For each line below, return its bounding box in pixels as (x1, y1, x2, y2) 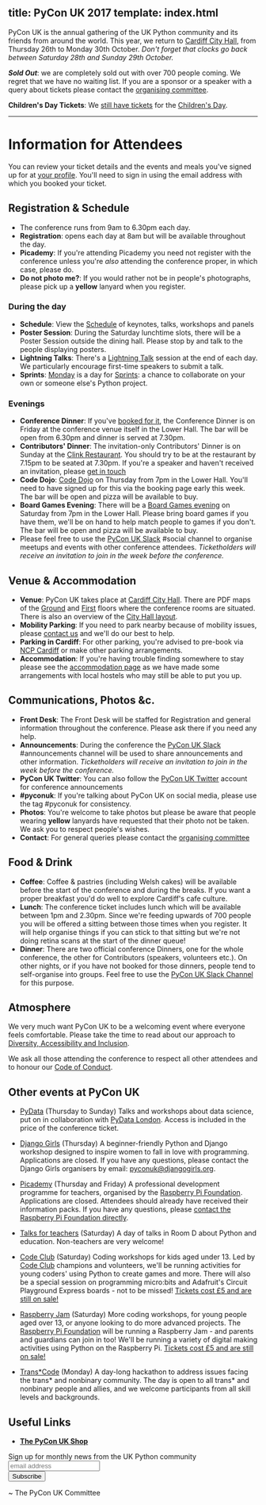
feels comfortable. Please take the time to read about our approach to (8, 1030, 236, 1040)
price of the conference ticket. (19, 1124, 120, 1133)
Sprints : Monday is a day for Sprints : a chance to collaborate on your (19, 370, 245, 379)
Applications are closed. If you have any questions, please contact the (19, 1155, 249, 1165)
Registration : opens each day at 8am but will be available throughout (19, 231, 246, 240)
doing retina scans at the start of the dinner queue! (19, 936, 186, 945)
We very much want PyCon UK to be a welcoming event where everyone (8, 1022, 245, 1032)
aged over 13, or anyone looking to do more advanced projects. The (19, 1318, 241, 1327)
